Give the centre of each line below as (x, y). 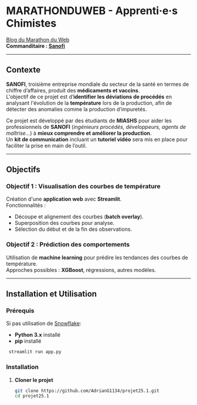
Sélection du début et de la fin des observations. (73, 229)
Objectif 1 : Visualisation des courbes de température (83, 187)
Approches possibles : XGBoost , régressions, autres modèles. (81, 270)
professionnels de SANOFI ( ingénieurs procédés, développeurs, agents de (96, 127)
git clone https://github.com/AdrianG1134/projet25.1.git (87, 391)
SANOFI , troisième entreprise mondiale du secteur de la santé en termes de (98, 84)
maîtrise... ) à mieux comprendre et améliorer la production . (79, 133)
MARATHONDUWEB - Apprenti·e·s (92, 11)
